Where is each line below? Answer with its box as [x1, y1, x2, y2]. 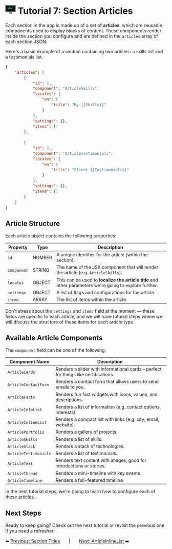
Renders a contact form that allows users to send [55, 378, 159, 385]
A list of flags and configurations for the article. [56, 289, 156, 295]
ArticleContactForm [7, 382, 49, 388]
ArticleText [7, 461, 33, 466]
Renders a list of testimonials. [55, 450, 118, 457]
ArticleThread [7, 471, 38, 476]
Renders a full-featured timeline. [55, 477, 124, 483]
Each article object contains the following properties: [5, 233, 117, 239]
